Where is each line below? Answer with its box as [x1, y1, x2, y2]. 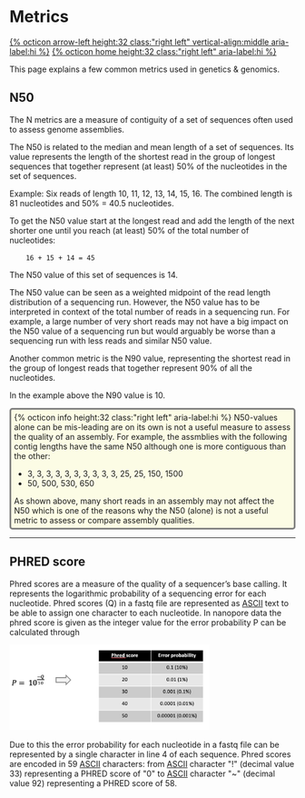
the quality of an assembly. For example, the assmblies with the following [14, 431, 288, 442]
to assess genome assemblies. [9, 124, 125, 135]
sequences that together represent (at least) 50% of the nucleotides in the [9, 161, 288, 172]
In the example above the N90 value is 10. [9, 389, 166, 401]
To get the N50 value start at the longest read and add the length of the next [9, 215, 295, 226]
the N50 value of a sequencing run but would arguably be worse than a [9, 325, 276, 336]
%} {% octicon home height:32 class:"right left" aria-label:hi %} [38, 45, 277, 56]
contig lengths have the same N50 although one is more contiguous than [14, 441, 287, 452]
